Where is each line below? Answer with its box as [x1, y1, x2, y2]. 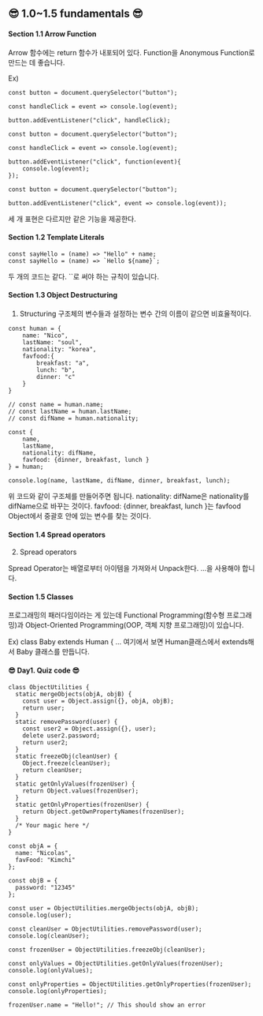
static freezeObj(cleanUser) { [15, 752, 118, 760]
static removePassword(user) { [15, 718, 118, 725]
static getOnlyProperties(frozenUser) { [15, 800, 150, 808]
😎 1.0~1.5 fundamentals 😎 [8, 7, 143, 21]
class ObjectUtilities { [8, 683, 90, 691]
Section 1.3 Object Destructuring [8, 291, 118, 300]
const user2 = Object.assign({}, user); [22, 725, 157, 733]
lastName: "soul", [22, 339, 83, 347]
